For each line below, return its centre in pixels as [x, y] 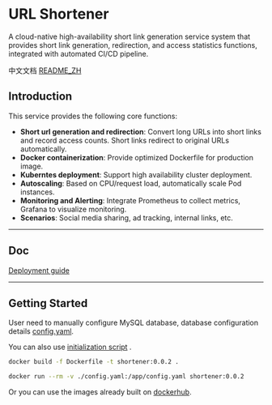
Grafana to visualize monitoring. [73, 209]
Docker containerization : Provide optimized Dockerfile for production [136, 157]
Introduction [40, 97]
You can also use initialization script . [70, 347]
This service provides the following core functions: [93, 116]
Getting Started [48, 303]
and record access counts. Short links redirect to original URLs [124, 140]
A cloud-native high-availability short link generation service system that [130, 36]
